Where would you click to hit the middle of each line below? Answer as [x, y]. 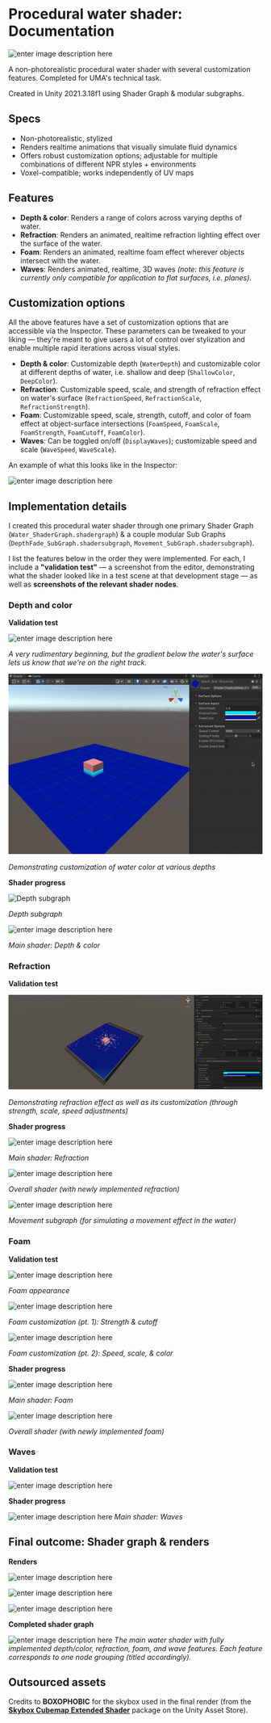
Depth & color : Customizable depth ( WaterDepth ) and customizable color [140, 364]
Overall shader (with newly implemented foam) [86, 1431]
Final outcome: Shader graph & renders [109, 1542]
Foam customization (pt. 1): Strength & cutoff [83, 1322]
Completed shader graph [51, 1624]
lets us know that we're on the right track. [78, 662]
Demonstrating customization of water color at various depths [112, 867]
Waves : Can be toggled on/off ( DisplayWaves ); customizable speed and [138, 441]
